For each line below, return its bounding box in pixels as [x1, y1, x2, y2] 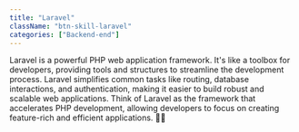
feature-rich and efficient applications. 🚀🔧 [9, 112, 166, 123]
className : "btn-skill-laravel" [9, 22, 132, 31]
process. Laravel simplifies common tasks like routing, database [9, 74, 250, 85]
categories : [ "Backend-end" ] [9, 30, 120, 39]
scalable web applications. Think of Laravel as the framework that [9, 93, 256, 104]
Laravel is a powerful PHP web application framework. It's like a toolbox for [9, 55, 291, 66]
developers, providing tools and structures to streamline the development [9, 64, 284, 75]
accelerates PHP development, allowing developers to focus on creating [9, 103, 280, 114]
